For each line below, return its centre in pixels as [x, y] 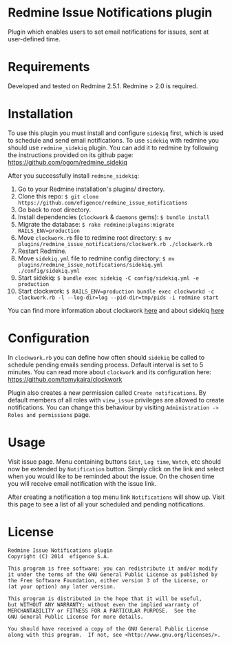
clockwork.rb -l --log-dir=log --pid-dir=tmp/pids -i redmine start [118, 298]
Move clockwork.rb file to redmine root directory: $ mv [94, 237]
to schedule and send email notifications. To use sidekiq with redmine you [113, 140]
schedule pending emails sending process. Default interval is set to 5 [106, 365]
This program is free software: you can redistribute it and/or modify [113, 569]
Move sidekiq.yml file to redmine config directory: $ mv [96, 258]
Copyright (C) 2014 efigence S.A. [59, 556]
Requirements [49, 67]
